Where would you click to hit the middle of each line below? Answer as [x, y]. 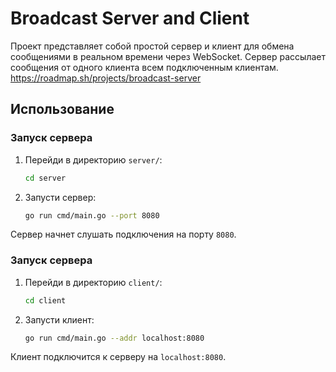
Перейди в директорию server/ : [93, 159]
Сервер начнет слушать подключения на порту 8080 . [123, 234]
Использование [62, 109]
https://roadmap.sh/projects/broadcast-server [106, 78]
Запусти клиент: [59, 319]
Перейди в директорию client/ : [93, 282]
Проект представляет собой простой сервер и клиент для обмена [152, 46]
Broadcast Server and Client [130, 18]
